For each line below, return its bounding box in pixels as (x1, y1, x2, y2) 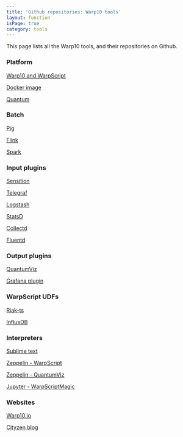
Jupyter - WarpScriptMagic (6, 383, 75, 391)
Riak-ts (6, 306, 24, 314)
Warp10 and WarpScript (6, 71, 66, 79)
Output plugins (6, 251, 52, 260)
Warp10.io (6, 412, 32, 419)
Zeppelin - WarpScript (6, 359, 62, 367)
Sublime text (6, 347, 38, 355)
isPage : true (6, 20, 40, 26)
